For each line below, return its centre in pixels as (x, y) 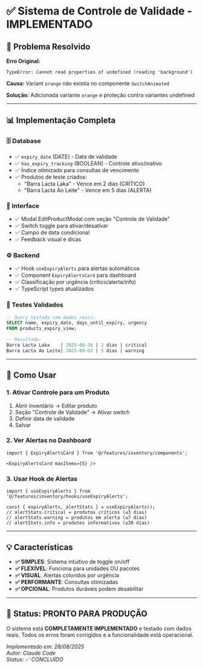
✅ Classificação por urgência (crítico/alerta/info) (76, 282)
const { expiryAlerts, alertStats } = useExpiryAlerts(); (81, 507)
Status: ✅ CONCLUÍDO (35, 659)
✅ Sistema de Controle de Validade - (99, 11)
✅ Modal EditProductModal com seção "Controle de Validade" (92, 219)
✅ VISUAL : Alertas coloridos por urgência (67, 575)
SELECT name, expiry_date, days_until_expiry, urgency (77, 323)
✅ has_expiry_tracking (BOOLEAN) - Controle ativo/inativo (88, 163)
